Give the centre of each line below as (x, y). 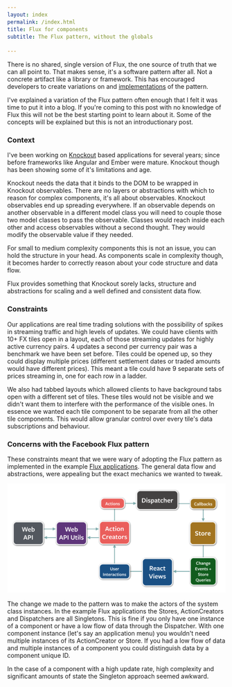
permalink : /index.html (42, 22)
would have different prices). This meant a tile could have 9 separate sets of (116, 368)
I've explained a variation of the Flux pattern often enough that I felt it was (113, 100)
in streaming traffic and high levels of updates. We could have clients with (113, 331)
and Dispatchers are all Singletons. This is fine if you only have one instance (116, 618)
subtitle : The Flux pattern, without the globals (80, 37)
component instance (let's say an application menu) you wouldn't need (108, 633)
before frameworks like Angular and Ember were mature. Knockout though (114, 162)
